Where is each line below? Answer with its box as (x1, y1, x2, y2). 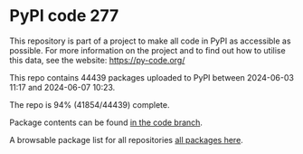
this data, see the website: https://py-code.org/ (9, 54, 185, 65)
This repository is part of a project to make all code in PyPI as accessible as (9, 35, 291, 46)
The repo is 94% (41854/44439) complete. (9, 99, 170, 110)
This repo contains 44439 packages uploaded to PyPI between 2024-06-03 (9, 72, 294, 82)
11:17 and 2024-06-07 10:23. (9, 82, 116, 92)
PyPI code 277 (9, 5, 119, 26)
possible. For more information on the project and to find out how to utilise (9, 44, 287, 55)
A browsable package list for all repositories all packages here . (9, 134, 244, 145)
